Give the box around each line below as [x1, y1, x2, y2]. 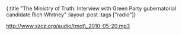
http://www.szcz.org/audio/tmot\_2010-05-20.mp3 [6, 23, 130, 29]
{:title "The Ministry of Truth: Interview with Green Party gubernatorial [6, 5, 177, 12]
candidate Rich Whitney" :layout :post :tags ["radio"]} [6, 11, 136, 18]
